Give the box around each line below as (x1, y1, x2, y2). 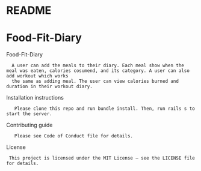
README (6, 4, 52, 17)
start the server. (6, 111, 52, 117)
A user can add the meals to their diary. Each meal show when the (11, 62, 185, 69)
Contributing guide (6, 121, 53, 129)
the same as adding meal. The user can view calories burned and (11, 79, 179, 85)
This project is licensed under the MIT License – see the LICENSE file (8, 155, 196, 161)
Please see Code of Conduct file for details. (14, 133, 134, 139)
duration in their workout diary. (6, 83, 93, 90)
